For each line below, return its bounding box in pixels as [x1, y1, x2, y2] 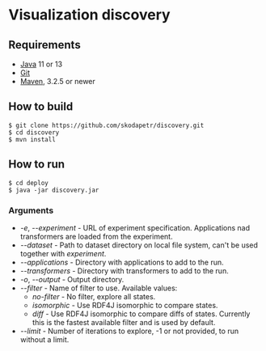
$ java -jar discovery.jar [8, 186, 99, 194]
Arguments [8, 205, 54, 216]
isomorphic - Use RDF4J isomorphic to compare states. [32, 300, 218, 310]
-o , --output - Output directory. [19, 274, 125, 284]
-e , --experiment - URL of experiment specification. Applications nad [19, 222, 251, 232]
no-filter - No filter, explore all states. [32, 291, 156, 301]
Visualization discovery [8, 6, 171, 24]
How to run [8, 158, 65, 171]
